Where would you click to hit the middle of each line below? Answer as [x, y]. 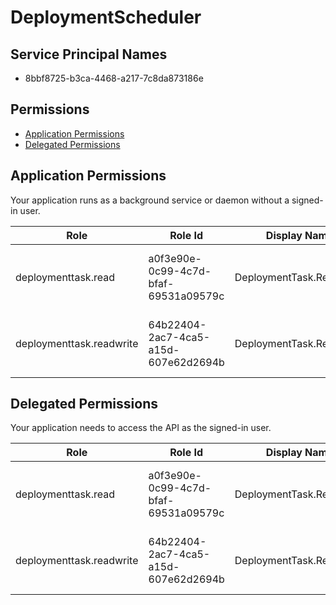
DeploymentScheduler [106, 17]
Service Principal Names [89, 54]
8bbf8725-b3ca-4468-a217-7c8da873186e [114, 78]
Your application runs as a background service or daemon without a [150, 200]
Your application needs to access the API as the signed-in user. [141, 428]
